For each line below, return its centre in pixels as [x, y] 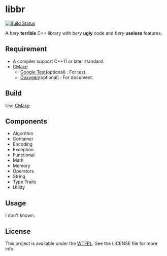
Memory [21, 166]
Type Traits [24, 182]
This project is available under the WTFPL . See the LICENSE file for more [81, 243]
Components [26, 121]
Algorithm [23, 134]
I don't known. [20, 216]
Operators [23, 171]
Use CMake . [18, 105]
